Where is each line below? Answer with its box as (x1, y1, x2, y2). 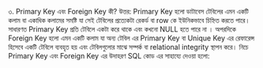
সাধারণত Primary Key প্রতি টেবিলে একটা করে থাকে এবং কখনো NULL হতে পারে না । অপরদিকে (8, 25, 237, 34)
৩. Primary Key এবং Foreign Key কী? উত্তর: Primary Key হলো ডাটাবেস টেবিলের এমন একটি (8, 7, 249, 16)
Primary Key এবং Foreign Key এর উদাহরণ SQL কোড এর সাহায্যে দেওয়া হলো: (8, 51, 210, 60)
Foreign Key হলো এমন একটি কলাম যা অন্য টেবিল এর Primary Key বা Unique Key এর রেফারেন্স (8, 33, 255, 43)
